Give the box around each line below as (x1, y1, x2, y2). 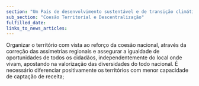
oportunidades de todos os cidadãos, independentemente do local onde (6, 54, 182, 61)
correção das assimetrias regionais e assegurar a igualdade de (6, 48, 160, 55)
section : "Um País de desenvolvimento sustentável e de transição (6, 8, 174, 15)
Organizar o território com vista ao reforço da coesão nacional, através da (6, 42, 187, 49)
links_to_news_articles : (6, 25, 68, 31)
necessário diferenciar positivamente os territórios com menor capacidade (6, 66, 188, 74)
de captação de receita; (6, 73, 65, 80)
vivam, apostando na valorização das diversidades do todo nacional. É (6, 60, 178, 68)
